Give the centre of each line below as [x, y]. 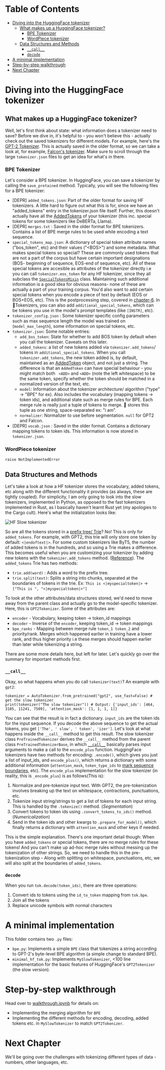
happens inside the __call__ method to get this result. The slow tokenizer [79, 734]
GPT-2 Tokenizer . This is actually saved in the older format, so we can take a [82, 146]
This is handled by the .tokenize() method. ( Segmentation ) [72, 806]
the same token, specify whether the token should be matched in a [87, 379]
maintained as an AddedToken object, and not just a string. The [84, 363]
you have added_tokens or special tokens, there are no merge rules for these [82, 842]
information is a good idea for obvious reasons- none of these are [79, 284]
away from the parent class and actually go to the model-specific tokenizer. [82, 603]
